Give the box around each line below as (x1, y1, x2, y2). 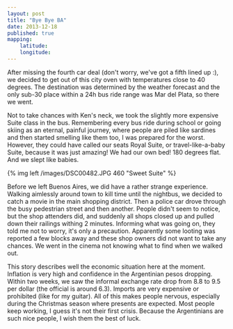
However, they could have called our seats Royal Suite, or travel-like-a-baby (7, 141, 225, 149)
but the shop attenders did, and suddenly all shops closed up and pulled (7, 211, 214, 220)
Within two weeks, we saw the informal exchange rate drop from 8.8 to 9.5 (7, 277, 221, 285)
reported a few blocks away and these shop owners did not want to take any (7, 234, 227, 242)
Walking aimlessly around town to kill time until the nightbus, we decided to (7, 189, 223, 198)
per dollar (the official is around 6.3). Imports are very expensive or (7, 284, 200, 293)
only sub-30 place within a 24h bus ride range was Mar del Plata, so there (7, 90, 220, 98)
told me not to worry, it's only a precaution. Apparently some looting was (7, 227, 216, 235)
